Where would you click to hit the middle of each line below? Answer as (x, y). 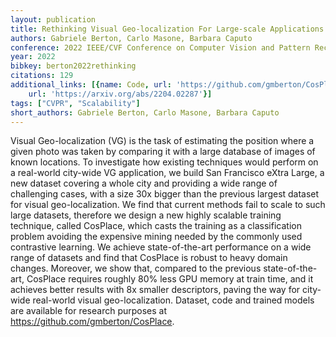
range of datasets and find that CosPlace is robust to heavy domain (149, 258)
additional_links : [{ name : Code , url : (91, 85)
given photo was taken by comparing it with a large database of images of (163, 152)
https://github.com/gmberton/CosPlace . (92, 322)
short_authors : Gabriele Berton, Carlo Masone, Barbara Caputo (145, 112)
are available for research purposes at (89, 311)
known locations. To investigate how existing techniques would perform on (164, 162)
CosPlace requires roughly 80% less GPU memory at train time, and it (170, 279)
